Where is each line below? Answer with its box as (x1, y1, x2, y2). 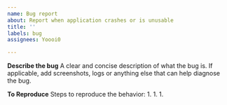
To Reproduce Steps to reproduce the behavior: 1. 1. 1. (7, 90, 164, 99)
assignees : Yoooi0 (7, 36, 61, 43)
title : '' (7, 23, 36, 30)
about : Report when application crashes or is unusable (7, 17, 174, 24)
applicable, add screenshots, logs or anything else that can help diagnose (7, 69, 221, 78)
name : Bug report (7, 10, 58, 17)
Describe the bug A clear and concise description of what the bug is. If (7, 62, 213, 70)
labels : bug (7, 29, 42, 37)
